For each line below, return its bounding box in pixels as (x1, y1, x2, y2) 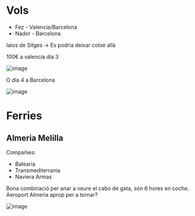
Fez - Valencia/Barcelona (14, 23, 77, 31)
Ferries (6, 109, 43, 123)
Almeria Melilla (6, 133, 64, 143)
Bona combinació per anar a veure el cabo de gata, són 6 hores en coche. (6, 184, 190, 192)
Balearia (14, 160, 36, 167)
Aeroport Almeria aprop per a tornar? (6, 191, 98, 198)
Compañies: (6, 148, 36, 156)
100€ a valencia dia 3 (6, 53, 59, 60)
